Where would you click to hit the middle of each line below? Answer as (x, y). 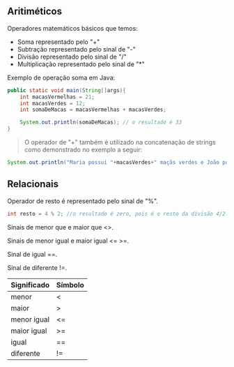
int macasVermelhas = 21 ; (57, 97)
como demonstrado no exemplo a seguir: (83, 150)
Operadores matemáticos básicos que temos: (72, 28)
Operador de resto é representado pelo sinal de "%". (83, 201)
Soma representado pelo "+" (58, 42)
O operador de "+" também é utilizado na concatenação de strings (120, 142)
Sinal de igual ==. (32, 254)
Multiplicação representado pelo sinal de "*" (81, 64)
